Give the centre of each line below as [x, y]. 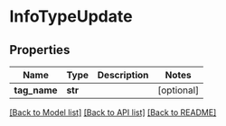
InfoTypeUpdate [71, 17]
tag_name [36, 90]
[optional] [179, 90]
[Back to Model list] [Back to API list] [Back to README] [113, 112]
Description [123, 75]
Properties [40, 50]
